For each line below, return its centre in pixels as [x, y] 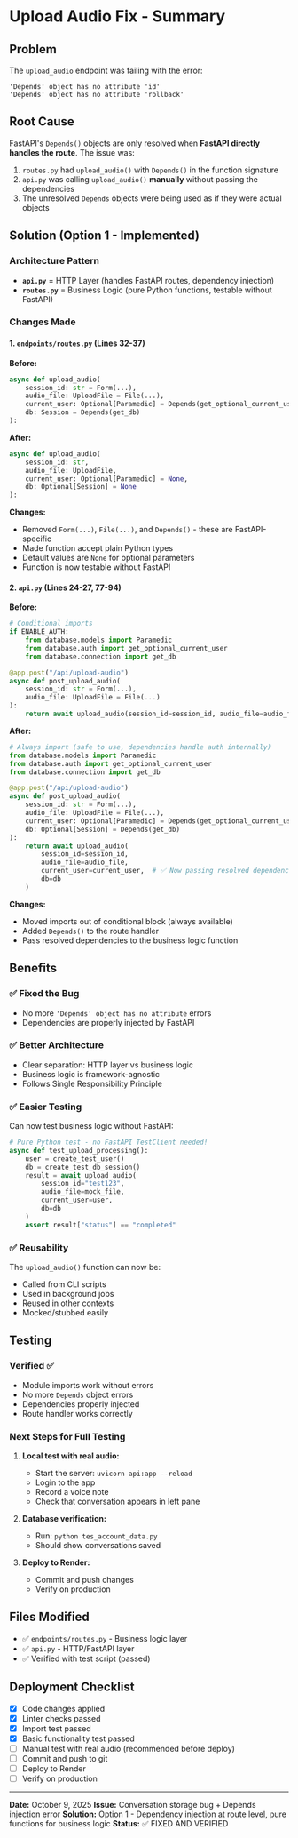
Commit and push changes [85, 1580]
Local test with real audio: [71, 1456]
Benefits [33, 968]
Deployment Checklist [72, 1687]
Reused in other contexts [68, 1303]
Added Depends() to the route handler [90, 931]
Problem [33, 49]
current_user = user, [77, 1200]
